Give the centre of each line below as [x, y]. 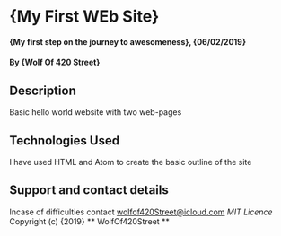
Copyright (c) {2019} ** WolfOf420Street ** [90, 221]
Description [43, 90]
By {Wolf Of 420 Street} [55, 62]
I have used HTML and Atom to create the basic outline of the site [131, 162]
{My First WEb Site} [84, 17]
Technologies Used [64, 140]
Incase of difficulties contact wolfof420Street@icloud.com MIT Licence [141, 212]
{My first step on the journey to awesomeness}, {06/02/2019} [128, 41]
